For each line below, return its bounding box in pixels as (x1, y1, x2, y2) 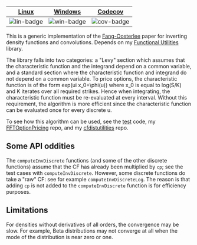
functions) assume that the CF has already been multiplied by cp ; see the (6, 163, 183, 170)
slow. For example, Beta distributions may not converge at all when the (6, 227, 178, 234)
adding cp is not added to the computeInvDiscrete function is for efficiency (6, 182, 186, 189)
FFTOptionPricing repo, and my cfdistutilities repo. (6, 124, 129, 131)
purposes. (6, 188, 31, 195)
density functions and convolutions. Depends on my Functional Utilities (6, 39, 179, 46)
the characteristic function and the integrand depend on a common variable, (6, 63, 192, 69)
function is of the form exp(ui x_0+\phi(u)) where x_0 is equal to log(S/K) (6, 82, 182, 88)
